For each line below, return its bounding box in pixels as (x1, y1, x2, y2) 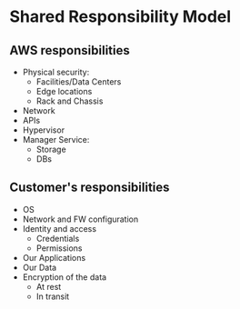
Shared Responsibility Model (9, 6, 232, 27)
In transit (35, 291, 70, 302)
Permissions (35, 243, 83, 254)
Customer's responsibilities (9, 180, 170, 195)
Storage (35, 144, 66, 154)
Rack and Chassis (35, 95, 104, 106)
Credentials (35, 233, 80, 244)
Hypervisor (22, 125, 65, 135)
